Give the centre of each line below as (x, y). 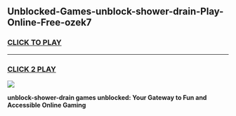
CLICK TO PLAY (34, 43)
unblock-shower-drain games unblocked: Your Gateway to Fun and (107, 97)
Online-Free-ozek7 (50, 23)
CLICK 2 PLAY (32, 69)
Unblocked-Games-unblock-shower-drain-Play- (116, 12)
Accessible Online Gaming (47, 105)
